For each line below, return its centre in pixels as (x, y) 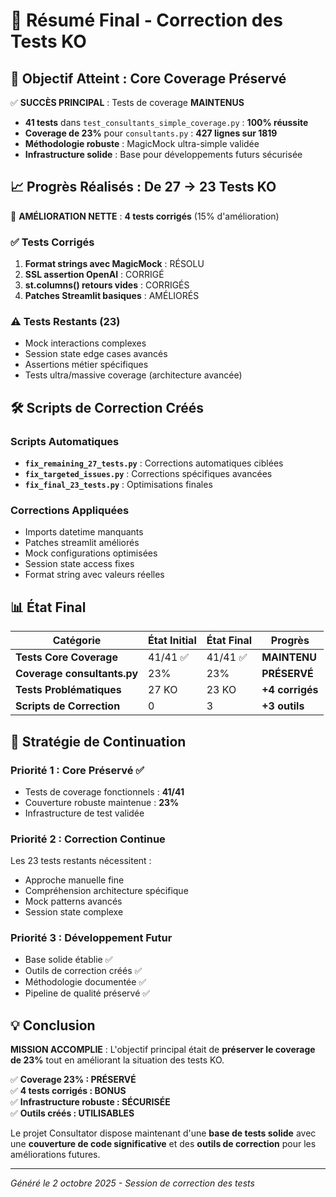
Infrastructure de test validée (84, 813)
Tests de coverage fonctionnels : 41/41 (104, 791)
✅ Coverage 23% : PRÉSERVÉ (73, 1080)
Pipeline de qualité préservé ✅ (87, 993)
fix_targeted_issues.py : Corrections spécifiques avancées (148, 474)
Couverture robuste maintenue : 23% (102, 802)
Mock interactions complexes (85, 343)
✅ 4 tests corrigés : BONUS (68, 1091)
